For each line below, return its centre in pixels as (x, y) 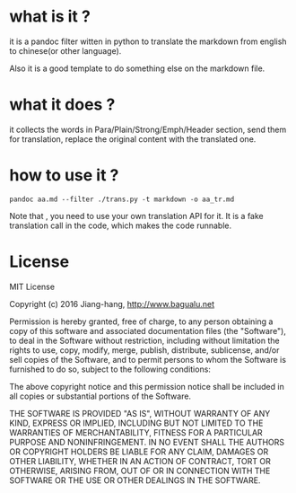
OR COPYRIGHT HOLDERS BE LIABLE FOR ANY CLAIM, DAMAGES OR (139, 452)
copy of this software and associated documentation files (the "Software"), (148, 330)
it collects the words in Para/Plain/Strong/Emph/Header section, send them (148, 129)
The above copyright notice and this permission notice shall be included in (147, 386)
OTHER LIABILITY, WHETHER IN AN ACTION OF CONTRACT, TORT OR (140, 461)
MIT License (32, 286)
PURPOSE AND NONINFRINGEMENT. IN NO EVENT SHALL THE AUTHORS (147, 442)
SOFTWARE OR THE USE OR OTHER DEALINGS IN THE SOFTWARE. (135, 480)
